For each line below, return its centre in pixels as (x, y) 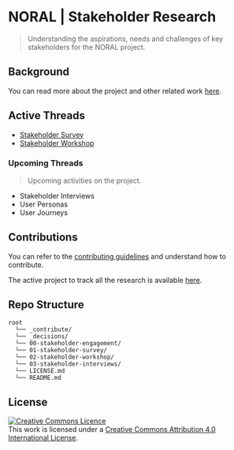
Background (39, 72)
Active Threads (46, 115)
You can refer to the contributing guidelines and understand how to (117, 256)
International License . (43, 438)
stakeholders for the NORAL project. (86, 46)
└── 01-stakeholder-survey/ (61, 351)
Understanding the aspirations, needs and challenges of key (125, 39)
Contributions (43, 238)
